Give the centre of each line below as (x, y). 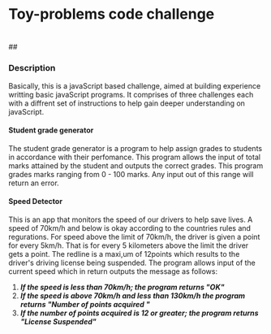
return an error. (34, 183)
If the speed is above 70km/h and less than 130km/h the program (133, 296)
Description (32, 68)
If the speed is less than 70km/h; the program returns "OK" (122, 287)
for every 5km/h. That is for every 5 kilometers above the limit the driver (129, 245)
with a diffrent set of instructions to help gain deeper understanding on (127, 103)
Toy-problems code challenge (112, 14)
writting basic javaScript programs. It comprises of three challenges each (131, 94)
